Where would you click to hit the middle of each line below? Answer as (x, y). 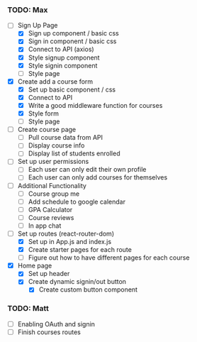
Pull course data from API (66, 138)
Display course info (56, 145)
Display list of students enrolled (74, 153)
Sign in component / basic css (72, 41)
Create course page (47, 130)
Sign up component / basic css (73, 33)
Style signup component (64, 57)
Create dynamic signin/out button (77, 282)
